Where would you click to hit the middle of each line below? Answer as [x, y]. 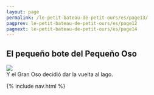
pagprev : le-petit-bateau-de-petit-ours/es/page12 [72, 23]
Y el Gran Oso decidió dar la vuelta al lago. [60, 74]
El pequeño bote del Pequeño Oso [72, 53]
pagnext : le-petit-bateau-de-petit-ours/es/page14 [72, 29]
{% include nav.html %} [36, 86]
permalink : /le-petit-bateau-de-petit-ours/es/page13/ [77, 18]
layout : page [23, 12]
